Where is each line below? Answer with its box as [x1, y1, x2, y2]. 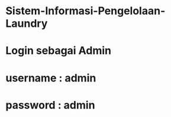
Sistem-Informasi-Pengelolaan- [5, 4, 166, 18]
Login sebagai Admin [5, 44, 112, 58]
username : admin [5, 71, 96, 84]
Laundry [5, 17, 48, 30]
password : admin [5, 98, 95, 112]
